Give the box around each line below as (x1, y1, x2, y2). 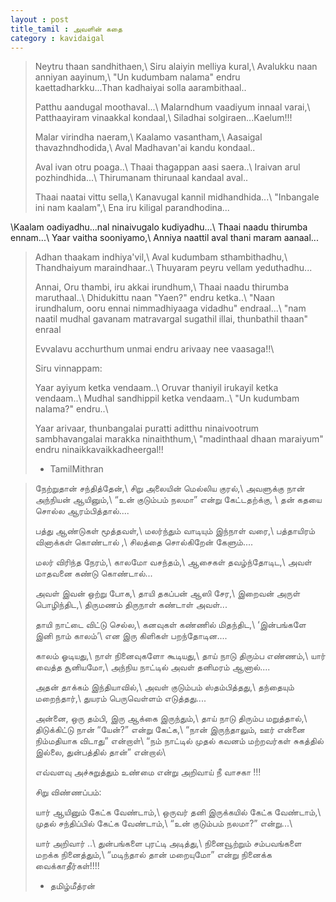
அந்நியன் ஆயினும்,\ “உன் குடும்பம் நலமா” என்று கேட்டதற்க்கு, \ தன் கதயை (34, 494, 322, 506)
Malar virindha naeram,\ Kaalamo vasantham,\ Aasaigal (34, 131, 263, 143)
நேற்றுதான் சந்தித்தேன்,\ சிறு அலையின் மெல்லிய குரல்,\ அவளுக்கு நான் (34, 482, 305, 495)
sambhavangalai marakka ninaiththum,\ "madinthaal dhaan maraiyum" (34, 433, 324, 445)
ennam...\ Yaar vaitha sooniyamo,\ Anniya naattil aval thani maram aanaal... (10, 232, 319, 244)
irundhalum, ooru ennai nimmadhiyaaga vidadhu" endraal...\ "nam (34, 302, 307, 315)
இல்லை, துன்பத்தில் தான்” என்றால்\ (34, 746, 167, 758)
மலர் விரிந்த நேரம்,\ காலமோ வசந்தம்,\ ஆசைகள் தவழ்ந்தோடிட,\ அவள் (34, 556, 313, 568)
